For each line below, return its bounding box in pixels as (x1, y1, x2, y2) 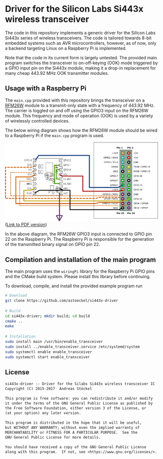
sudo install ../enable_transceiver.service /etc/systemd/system (5, 344, 140, 349)
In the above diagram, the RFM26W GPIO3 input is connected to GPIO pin (5, 231, 152, 237)
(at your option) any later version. (5, 411, 81, 416)
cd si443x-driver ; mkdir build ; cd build (5, 314, 90, 318)
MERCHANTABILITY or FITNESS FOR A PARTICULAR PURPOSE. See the (5, 430, 138, 435)
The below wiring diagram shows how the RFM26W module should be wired (5, 127, 158, 133)
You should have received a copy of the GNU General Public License (5, 445, 147, 450)
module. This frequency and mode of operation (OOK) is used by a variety (5, 113, 153, 119)
